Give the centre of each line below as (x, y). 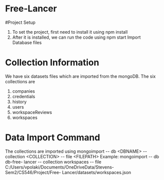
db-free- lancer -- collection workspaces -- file (53, 162)
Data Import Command (53, 138)
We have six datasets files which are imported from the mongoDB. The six (81, 76)
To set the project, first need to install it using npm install (70, 32)
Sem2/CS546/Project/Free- (33, 172)
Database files (27, 42)
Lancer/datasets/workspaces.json (97, 172)
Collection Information (52, 63)
